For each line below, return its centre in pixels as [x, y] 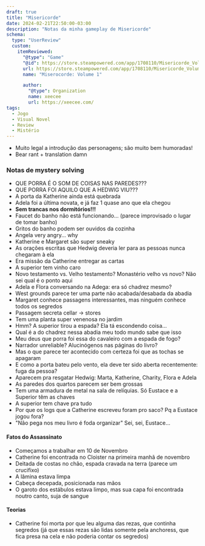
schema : [16, 35]
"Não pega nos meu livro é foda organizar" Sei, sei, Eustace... [93, 423]
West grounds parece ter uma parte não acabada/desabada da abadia [103, 294]
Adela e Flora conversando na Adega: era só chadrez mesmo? [93, 287]
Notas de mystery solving [45, 170]
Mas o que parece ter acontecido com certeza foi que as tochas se [99, 352]
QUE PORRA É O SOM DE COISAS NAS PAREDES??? [81, 183]
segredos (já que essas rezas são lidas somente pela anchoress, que [102, 530]
